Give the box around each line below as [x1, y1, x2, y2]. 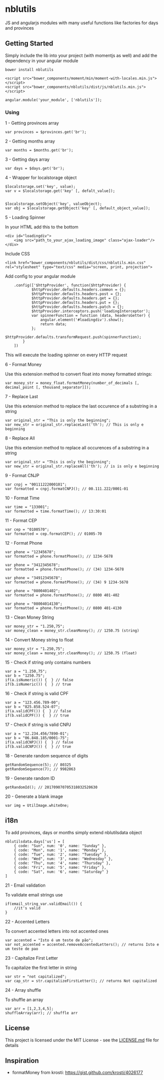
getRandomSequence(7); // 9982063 [5, 767, 76, 772]
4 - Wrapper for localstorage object [5, 175, 77, 181]
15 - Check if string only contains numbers [5, 660, 91, 666]
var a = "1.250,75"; [5, 669, 48, 674]
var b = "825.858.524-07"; [5, 705, 60, 709]
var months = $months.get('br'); [5, 148, 74, 153]
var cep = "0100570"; [5, 527, 50, 532]
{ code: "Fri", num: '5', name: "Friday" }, [14, 865, 107, 870]
